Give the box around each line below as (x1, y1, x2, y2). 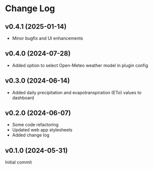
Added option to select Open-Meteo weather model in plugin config (12, 62, 149, 68)
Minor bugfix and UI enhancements (12, 35, 83, 41)
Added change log (12, 132, 50, 138)
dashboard (12, 95, 34, 101)
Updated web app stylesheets (12, 127, 73, 133)
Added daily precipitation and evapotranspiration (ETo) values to (12, 89, 142, 95)
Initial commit (5, 159, 32, 165)
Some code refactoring (12, 122, 59, 127)
